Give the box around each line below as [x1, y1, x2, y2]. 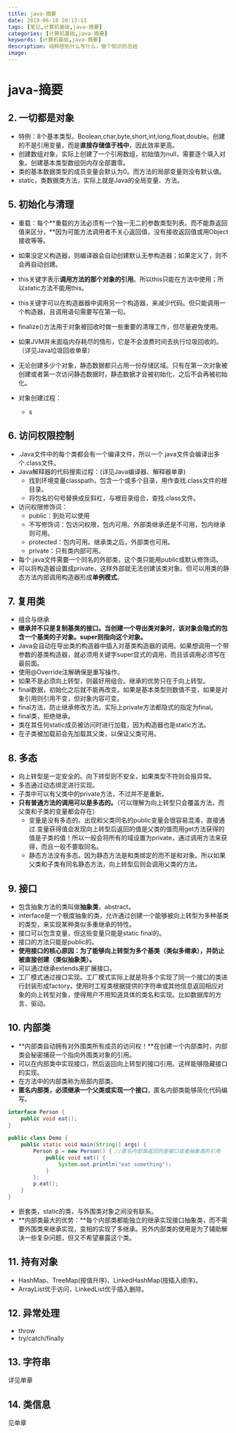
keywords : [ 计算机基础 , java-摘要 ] [8, 37, 102, 44]
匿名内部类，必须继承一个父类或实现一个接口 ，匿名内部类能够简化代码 [18, 1086, 222, 1094]
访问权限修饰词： [18, 502, 68, 510]
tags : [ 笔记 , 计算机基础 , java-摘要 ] [8, 23, 103, 30]
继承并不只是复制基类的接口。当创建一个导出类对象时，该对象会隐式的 [18, 624, 222, 633]
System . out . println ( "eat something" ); [58, 1161, 172, 1168]
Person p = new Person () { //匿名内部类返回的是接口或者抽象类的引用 [33, 1148, 221, 1155]
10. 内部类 [8, 1022, 51, 1034]
